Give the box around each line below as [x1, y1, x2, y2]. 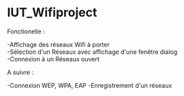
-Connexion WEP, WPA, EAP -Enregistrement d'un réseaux [7, 81, 172, 89]
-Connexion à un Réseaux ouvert [7, 54, 100, 63]
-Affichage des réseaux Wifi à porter [7, 40, 110, 48]
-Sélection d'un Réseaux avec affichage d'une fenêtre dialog [7, 48, 178, 56]
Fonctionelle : [7, 27, 46, 35]
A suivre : [7, 68, 34, 76]
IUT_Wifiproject [7, 5, 97, 20]
